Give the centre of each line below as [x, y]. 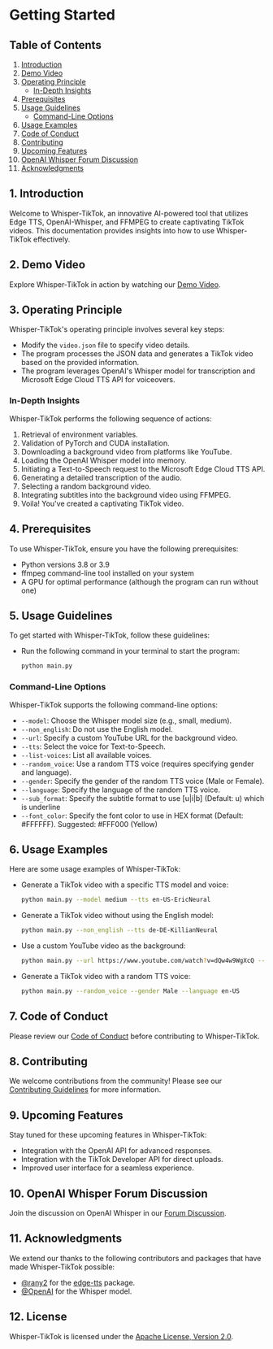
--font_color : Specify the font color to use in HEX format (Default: [132, 816]
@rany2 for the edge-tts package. [78, 1282]
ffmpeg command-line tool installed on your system [107, 573]
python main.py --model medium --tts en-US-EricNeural [116, 900]
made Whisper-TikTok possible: [62, 1267]
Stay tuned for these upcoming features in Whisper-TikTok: [108, 1135]
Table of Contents [56, 45]
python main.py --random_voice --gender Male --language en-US [130, 991]
